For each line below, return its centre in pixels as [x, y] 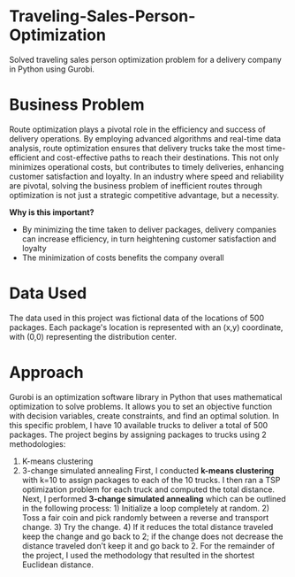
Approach [46, 373]
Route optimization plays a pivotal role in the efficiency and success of [138, 129]
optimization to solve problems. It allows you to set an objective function [140, 406]
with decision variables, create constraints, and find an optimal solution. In [144, 415]
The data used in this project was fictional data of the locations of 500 [137, 318]
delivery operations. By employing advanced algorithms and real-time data [145, 138]
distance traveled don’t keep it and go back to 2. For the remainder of [148, 545]
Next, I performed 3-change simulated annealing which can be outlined [154, 498]
